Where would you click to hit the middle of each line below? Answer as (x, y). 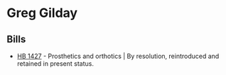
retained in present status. (55, 64)
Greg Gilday (42, 13)
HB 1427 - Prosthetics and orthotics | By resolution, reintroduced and (118, 56)
